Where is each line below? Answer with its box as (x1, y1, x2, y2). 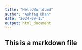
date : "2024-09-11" (5, 16, 45, 21)
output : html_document (5, 20, 51, 26)
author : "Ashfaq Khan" (5, 12, 51, 17)
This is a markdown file (5, 38, 77, 47)
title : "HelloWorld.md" (5, 7, 54, 12)
